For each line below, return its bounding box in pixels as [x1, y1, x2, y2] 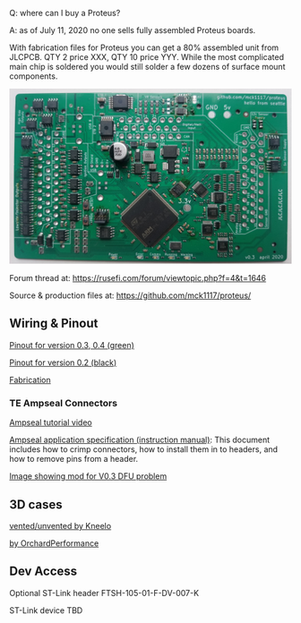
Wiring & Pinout [9, 316, 99, 331]
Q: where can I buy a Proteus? [9, 8, 121, 18]
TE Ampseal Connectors [9, 397, 118, 409]
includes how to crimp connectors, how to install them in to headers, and [9, 444, 279, 455]
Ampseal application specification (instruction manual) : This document [9, 434, 271, 446]
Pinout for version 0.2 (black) [9, 357, 117, 368]
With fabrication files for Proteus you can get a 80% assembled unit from [9, 42, 279, 53]
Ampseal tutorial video [9, 417, 92, 428]
